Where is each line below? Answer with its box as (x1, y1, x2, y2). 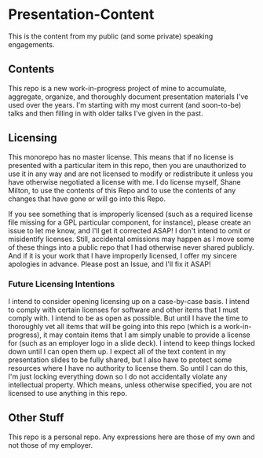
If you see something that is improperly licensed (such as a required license (8, 209, 254, 218)
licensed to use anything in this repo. (8, 388, 128, 398)
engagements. (8, 39, 55, 49)
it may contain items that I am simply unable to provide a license (42, 330, 250, 339)
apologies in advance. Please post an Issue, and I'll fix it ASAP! (8, 259, 211, 269)
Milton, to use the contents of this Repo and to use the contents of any (8, 185, 236, 195)
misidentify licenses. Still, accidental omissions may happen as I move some (8, 234, 255, 244)
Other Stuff (8, 411, 64, 425)
